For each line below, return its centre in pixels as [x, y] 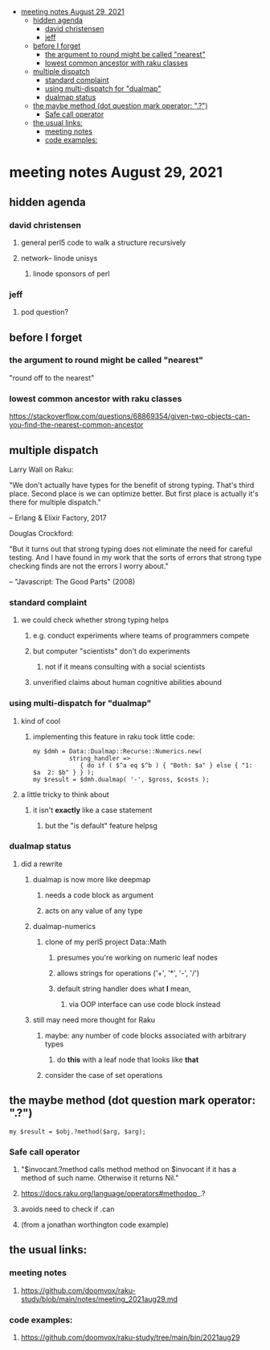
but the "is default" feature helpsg [101, 825]
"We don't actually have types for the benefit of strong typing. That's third [132, 485]
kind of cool [41, 720]
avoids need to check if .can [67, 1209]
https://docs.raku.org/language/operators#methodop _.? [113, 1193]
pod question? [45, 312]
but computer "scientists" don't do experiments [112, 651]
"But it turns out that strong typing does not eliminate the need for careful [131, 549]
